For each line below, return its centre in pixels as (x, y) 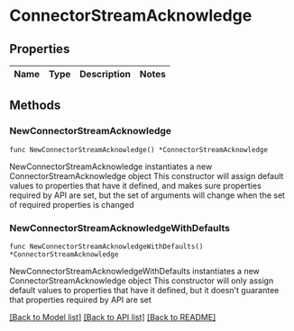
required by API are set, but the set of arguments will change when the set (147, 195)
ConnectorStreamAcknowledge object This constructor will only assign (142, 281)
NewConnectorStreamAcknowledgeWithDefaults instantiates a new (134, 271)
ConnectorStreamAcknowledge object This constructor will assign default (147, 175)
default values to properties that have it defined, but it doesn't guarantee (144, 290)
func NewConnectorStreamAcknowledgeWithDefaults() (106, 246)
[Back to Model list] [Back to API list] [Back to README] (113, 317)
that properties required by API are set (80, 300)
